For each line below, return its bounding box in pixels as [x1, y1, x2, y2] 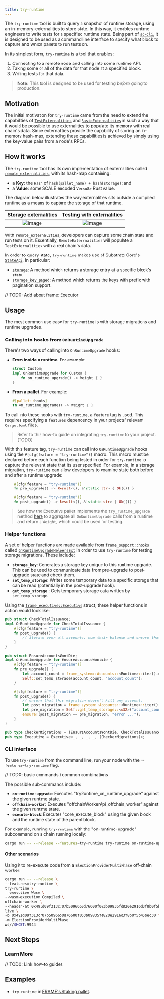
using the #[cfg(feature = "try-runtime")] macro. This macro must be [5, 451, 149, 457]
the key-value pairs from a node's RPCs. [5, 138, 86, 144]
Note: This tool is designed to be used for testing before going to [17, 80, 148, 86]
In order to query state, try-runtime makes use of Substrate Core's [5, 252, 140, 258]
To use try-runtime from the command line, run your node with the [5, 757, 140, 763]
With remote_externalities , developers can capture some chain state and [5, 233, 154, 238]
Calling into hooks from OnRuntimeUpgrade [5, 336, 104, 343]
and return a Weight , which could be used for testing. [17, 519, 123, 525]
